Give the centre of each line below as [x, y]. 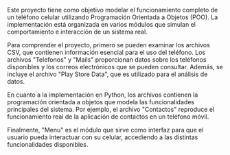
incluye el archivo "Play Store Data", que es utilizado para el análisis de [107, 74]
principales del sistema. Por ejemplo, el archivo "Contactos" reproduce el [111, 109]
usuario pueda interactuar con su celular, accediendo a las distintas [103, 137]
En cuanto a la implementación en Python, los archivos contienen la [103, 95]
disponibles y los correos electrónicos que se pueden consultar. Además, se [115, 67]
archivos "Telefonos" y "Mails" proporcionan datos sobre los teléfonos [107, 60]
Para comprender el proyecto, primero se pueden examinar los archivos [109, 45]
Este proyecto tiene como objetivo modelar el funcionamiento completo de [113, 10]
